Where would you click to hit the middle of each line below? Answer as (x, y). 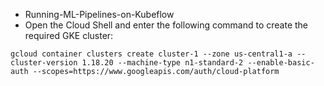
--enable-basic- (281, 63)
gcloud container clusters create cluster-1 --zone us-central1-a (151, 54)
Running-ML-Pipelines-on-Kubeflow (99, 14)
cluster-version (44, 63)
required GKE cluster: (69, 35)
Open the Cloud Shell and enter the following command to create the (166, 25)
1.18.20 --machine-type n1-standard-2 (162, 63)
